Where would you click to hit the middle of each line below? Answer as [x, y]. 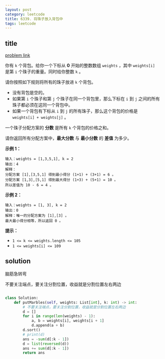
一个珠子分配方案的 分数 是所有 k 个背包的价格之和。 [58, 128]
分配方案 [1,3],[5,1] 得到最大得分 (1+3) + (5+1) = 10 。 [62, 180]
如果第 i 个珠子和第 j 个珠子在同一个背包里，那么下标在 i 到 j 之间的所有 [86, 99]
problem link [18, 55]
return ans [34, 353]
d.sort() [32, 330]
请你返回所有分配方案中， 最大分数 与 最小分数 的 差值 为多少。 [68, 138]
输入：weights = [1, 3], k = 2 [36, 205]
